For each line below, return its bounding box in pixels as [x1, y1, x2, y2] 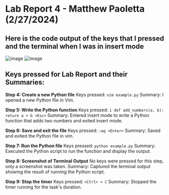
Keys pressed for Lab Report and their [5, 70, 128, 79]
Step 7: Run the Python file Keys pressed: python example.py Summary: [5, 143, 156, 149]
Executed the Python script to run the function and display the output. [5, 148, 151, 154]
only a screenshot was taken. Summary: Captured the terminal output [5, 163, 151, 169]
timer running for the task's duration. [5, 184, 82, 190]
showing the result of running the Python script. [5, 169, 105, 175]
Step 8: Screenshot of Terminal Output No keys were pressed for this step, [5, 158, 164, 164]
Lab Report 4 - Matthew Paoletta [5, 3, 145, 15]
